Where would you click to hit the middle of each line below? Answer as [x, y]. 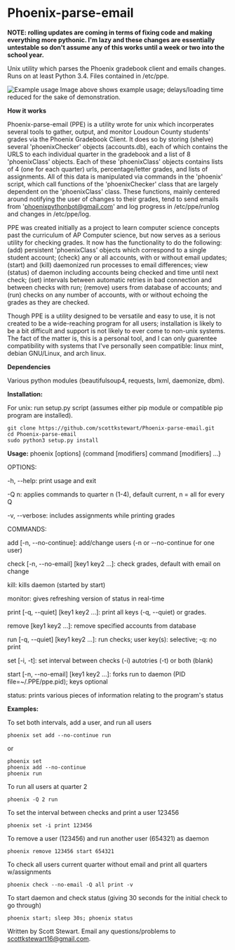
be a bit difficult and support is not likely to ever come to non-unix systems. [116, 330]
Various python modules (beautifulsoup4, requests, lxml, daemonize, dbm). [116, 380]
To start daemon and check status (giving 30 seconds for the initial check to [117, 897]
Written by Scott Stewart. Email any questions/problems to [92, 931]
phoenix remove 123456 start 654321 [61, 851]
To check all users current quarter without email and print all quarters [107, 864]
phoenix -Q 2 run [33, 800]
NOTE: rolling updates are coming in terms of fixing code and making [110, 32]
